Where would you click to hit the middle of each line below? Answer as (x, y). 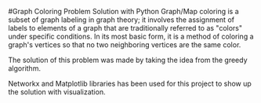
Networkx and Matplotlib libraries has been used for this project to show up (130, 83)
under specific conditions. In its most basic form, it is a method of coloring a (131, 36)
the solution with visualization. (57, 92)
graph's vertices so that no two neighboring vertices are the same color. (125, 45)
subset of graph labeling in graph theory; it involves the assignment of (121, 20)
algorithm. (25, 68)
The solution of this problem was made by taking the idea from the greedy (128, 60)
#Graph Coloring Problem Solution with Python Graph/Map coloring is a (123, 11)
